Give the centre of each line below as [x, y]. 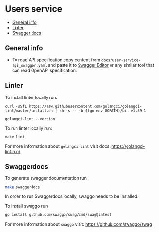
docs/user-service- [121, 60]
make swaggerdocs [23, 187]
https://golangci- [128, 146]
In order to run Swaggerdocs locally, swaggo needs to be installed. [72, 196]
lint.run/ [13, 151]
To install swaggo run [26, 206]
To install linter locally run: [31, 97]
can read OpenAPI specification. [44, 70]
